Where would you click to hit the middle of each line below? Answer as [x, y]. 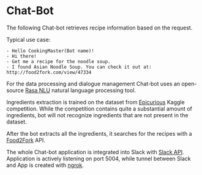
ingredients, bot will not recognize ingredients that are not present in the [97, 115]
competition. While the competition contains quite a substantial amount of [99, 109]
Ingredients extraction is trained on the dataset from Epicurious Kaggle [95, 102]
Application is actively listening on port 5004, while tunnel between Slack [99, 158]
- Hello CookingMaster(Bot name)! [50, 51]
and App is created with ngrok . [45, 165]
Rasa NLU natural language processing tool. [81, 90]
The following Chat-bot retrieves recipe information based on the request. [99, 28]
